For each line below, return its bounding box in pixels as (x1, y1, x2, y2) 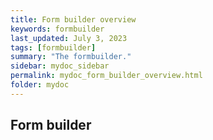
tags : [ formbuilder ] (10, 42, 97, 53)
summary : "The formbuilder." (10, 52, 132, 62)
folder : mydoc (10, 80, 70, 90)
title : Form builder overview (10, 14, 137, 25)
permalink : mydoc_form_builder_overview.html (10, 71, 203, 81)
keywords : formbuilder (10, 24, 105, 34)
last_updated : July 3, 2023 (10, 33, 128, 43)
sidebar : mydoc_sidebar (10, 61, 110, 71)
